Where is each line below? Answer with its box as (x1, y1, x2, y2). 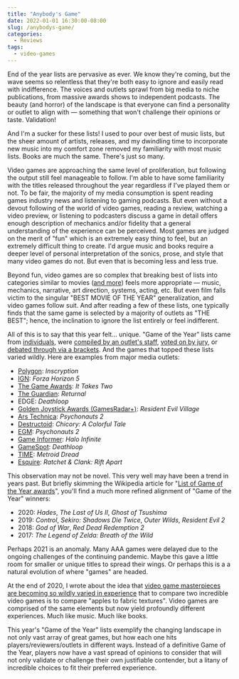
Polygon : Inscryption (17, 366, 79, 375)
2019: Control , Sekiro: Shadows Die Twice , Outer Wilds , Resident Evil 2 (17, 515, 225, 524)
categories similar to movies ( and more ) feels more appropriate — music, (7, 278, 222, 286)
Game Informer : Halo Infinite (17, 435, 102, 443)
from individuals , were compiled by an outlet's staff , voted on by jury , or (7, 337, 218, 346)
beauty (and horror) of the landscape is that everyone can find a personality (7, 100, 230, 109)
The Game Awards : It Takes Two (17, 381, 113, 390)
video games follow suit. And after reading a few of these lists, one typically (7, 301, 230, 309)
